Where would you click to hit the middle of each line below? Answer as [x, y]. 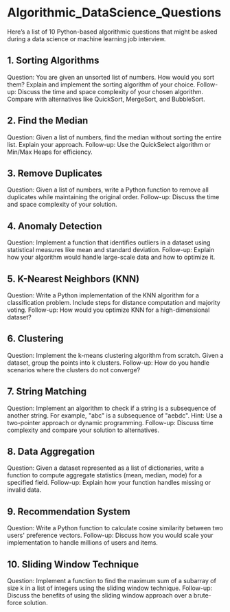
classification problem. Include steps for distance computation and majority [114, 303]
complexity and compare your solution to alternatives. [83, 430]
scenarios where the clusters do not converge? [74, 370]
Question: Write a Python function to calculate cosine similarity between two [115, 528]
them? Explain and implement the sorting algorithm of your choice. [101, 84]
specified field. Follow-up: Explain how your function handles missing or [109, 483]
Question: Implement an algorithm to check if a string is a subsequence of [112, 408]
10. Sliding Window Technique [73, 564]
